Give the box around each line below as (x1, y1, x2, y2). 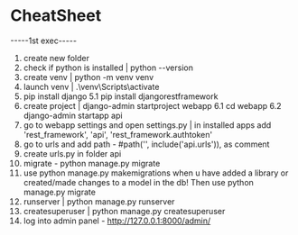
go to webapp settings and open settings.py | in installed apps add (23, 119, 272, 131)
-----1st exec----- (10, 35, 78, 46)
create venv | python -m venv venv (23, 71, 154, 82)
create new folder (23, 52, 89, 63)
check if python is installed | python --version (23, 62, 193, 73)
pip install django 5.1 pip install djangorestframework (23, 91, 219, 102)
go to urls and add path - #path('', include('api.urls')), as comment (23, 139, 270, 149)
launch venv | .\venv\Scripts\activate (23, 81, 160, 92)
